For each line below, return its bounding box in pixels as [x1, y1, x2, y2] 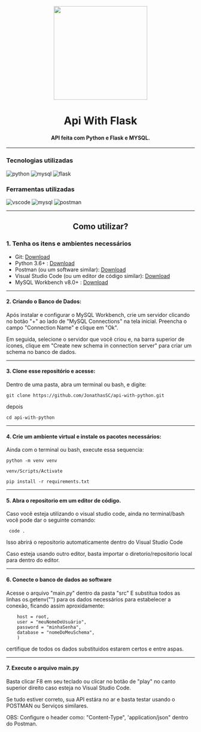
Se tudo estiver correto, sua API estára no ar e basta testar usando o [6, 695, 175, 703]
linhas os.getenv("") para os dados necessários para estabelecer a [6, 595, 171, 603]
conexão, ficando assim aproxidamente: [6, 602, 105, 609]
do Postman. [6, 720, 38, 727]
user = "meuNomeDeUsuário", [17, 619, 87, 625]
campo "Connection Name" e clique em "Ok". [6, 323, 118, 331]
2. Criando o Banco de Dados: [6, 298, 82, 305]
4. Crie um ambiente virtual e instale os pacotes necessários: [6, 432, 162, 440]
